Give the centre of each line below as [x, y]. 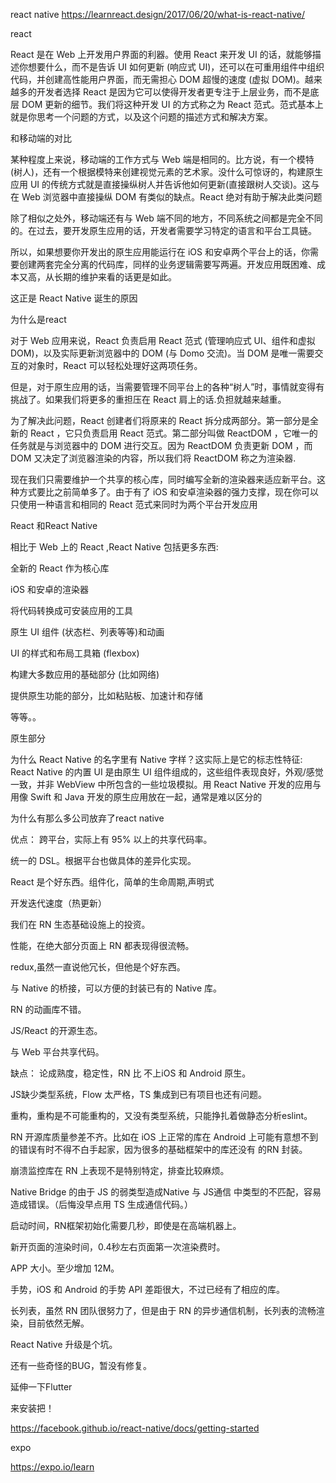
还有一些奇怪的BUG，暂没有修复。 [81, 1365]
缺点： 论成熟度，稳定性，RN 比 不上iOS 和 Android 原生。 [131, 1073]
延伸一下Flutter [41, 1387]
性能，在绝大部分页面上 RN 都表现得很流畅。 [102, 945]
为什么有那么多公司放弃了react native [87, 818]
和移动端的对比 [41, 138]
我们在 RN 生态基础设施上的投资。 [80, 924]
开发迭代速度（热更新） [58, 903]
